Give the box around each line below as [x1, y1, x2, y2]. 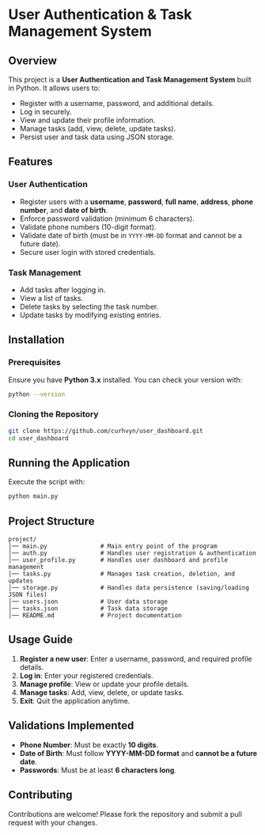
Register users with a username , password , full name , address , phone [19, 196, 254, 207]
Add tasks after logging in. [19, 285, 106, 294]
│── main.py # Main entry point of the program [8, 542, 218, 551]
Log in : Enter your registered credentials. [19, 670, 153, 680]
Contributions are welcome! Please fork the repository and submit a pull [8, 809, 243, 818]
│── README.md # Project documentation [8, 612, 182, 620]
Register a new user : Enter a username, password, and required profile [19, 654, 252, 663]
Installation [8, 333, 65, 347]
